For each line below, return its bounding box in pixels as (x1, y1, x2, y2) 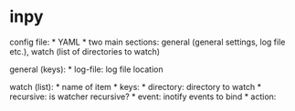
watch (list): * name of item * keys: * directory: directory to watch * (9, 81, 262, 92)
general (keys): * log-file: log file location (9, 64, 163, 75)
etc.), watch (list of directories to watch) (9, 45, 161, 56)
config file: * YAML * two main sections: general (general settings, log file (9, 36, 286, 47)
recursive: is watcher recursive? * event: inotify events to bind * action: (9, 91, 277, 102)
